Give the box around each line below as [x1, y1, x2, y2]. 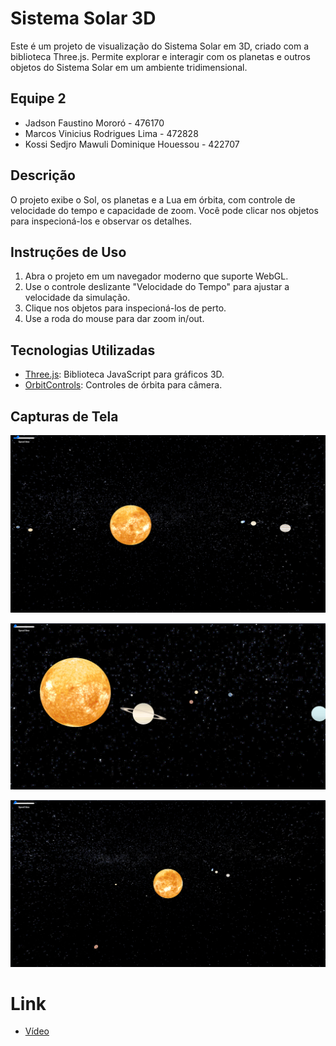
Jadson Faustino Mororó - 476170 [24, 117, 165, 129]
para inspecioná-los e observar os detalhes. [10, 215, 193, 227]
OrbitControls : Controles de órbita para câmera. [24, 379, 223, 391]
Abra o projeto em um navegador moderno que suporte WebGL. [24, 270, 289, 282]
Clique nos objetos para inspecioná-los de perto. [24, 302, 227, 314]
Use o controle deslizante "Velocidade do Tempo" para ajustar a [24, 281, 290, 293]
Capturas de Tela [10, 408, 119, 425]
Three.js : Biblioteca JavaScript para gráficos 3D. [24, 368, 225, 381]
